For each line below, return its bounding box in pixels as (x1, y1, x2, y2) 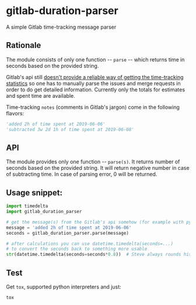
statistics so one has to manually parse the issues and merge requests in (6, 80, 181, 87)
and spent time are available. (6, 92, 76, 99)
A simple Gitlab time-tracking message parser (6, 23, 117, 30)
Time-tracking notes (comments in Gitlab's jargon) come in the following (6, 104, 180, 111)
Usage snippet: (6, 187, 63, 197)
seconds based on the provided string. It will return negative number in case (6, 165, 190, 172)
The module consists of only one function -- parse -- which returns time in (6, 56, 185, 63)
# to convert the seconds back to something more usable (6, 246, 148, 252)
